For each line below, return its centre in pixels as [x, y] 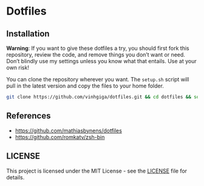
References [29, 116]
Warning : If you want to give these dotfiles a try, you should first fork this [98, 48]
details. [15, 177]
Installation [28, 34]
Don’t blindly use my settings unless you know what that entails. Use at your [102, 61]
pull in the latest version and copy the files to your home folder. [85, 86]
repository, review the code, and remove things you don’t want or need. [96, 55]
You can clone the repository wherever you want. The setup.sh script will [98, 79]
